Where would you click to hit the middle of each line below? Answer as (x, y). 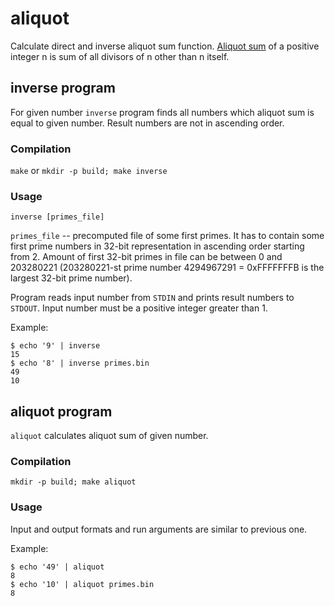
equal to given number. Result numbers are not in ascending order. (147, 123)
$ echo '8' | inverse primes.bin (80, 363)
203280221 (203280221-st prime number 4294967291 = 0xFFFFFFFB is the (167, 268)
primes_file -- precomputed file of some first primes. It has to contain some (167, 236)
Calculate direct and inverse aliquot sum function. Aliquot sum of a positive (165, 46)
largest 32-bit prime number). (71, 278)
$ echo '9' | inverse (55, 346)
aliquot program (61, 411)
